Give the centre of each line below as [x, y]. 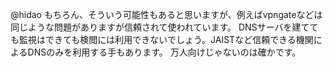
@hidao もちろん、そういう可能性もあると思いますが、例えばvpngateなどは [166, 14]
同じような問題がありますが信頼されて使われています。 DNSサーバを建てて [164, 27]
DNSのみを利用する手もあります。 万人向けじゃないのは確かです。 [164, 52]
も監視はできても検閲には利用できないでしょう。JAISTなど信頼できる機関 [162, 39]
